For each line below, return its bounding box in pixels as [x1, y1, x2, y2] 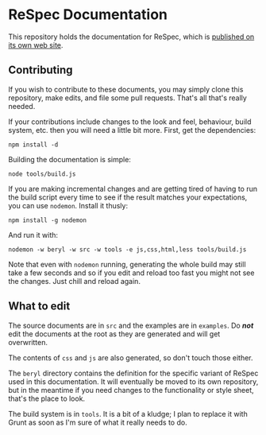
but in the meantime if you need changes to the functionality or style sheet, [8, 385, 254, 394]
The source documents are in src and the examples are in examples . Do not [8, 320, 254, 330]
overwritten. [8, 337, 48, 347]
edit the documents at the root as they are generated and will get [8, 328, 221, 339]
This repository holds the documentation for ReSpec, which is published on [8, 32, 255, 41]
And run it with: [8, 230, 58, 239]
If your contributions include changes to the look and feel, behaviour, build [8, 117, 252, 126]
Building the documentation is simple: [8, 154, 131, 164]
